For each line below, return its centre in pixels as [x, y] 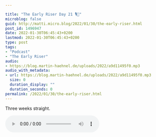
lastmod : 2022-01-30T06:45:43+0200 [42, 38]
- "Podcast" [18, 52]
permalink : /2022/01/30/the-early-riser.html [53, 94]
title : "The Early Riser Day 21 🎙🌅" [43, 14]
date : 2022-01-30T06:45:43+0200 [39, 33]
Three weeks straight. [28, 108]
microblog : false [23, 19]
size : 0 [18, 80]
